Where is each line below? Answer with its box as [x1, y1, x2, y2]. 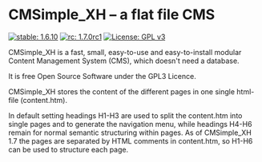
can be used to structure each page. [8, 144, 129, 154]
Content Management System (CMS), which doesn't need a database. [8, 56, 240, 65]
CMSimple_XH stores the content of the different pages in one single [8, 86, 235, 97]
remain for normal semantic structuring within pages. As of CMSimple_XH [8, 128, 252, 137]
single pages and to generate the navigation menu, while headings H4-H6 [8, 119, 252, 128]
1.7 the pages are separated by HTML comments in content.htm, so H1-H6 [8, 136, 253, 145]
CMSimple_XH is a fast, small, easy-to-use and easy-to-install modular [8, 47, 242, 57]
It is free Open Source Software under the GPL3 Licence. [8, 71, 196, 81]
